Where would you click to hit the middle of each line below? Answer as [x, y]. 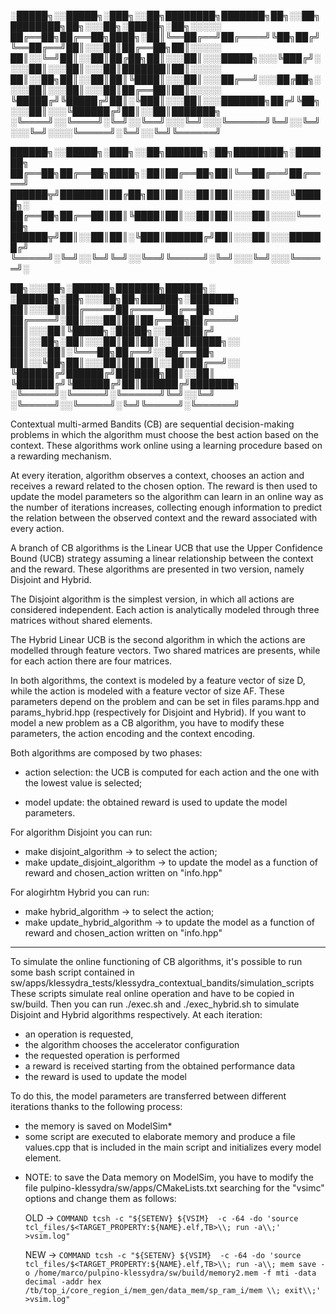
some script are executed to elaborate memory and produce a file [160, 1136]
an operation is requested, [79, 1034]
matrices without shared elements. [81, 620]
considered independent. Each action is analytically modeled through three [165, 609]
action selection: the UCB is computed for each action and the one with [172, 772]
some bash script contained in [72, 972]
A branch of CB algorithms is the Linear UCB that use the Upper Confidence [166, 548]
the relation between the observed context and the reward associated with [164, 518]
